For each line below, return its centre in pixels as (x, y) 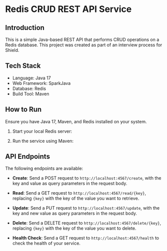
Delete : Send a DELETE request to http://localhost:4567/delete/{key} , (87, 223)
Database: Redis (29, 88)
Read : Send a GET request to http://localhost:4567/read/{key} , (79, 193)
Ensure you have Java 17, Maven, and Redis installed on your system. (76, 121)
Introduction (25, 28)
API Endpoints (28, 156)
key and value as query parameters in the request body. (70, 184)
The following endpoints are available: (44, 169)
